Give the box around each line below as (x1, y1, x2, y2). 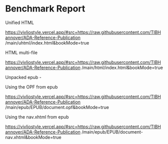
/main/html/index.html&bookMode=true (81, 64, 163, 70)
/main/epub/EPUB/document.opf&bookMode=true (5, 104, 109, 110)
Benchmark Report (5, 3, 85, 14)
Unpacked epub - (5, 74, 42, 80)
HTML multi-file (5, 49, 38, 55)
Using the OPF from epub (5, 83, 58, 90)
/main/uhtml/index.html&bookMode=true (5, 39, 89, 45)
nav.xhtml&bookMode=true (5, 134, 62, 140)
